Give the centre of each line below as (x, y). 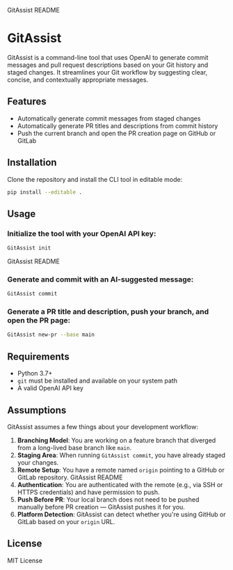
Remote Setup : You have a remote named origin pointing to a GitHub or (121, 470)
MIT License (25, 560)
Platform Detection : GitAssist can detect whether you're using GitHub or (121, 514)
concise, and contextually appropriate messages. (78, 79)
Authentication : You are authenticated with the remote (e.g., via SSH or (120, 484)
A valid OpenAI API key (50, 388)
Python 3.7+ (35, 373)
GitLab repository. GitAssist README (70, 477)
